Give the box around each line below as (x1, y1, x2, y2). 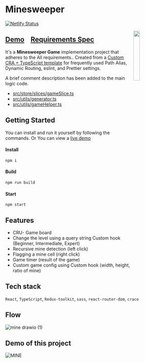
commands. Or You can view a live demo (5, 135, 91, 141)
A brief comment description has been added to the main (5, 75, 125, 81)
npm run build (5, 180, 36, 185)
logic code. (5, 80, 29, 86)
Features (5, 216, 34, 225)
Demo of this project (5, 339, 71, 348)
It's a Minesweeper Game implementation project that (5, 49, 119, 55)
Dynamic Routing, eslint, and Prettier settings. (5, 65, 101, 71)
